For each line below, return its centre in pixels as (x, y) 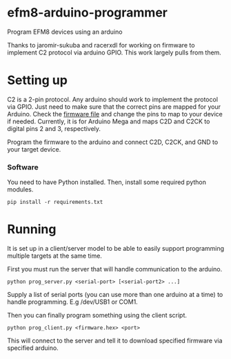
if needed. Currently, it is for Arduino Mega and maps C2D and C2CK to (109, 121)
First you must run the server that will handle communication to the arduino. (115, 269)
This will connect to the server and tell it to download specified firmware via (115, 341)
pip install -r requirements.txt (55, 202)
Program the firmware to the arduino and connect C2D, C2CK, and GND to (113, 142)
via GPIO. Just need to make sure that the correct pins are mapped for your (114, 106)
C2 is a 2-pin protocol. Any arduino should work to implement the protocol (113, 99)
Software (23, 167)
